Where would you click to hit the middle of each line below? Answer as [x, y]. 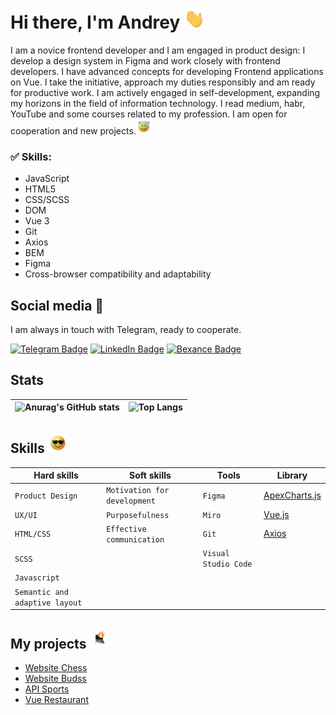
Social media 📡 [57, 305]
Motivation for [138, 491]
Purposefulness [138, 515]
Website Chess [56, 667]
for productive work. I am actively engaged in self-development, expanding [165, 92]
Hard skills [56, 475]
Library [292, 475]
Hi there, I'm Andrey [95, 22]
